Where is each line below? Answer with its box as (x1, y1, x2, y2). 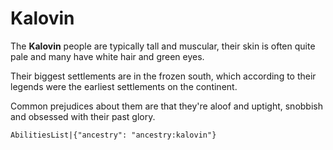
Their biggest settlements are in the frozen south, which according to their (10, 70, 317, 82)
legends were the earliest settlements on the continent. (10, 80, 238, 92)
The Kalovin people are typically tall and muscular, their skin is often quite (10, 40, 316, 52)
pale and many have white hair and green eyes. (10, 50, 205, 62)
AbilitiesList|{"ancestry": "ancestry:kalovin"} (10, 130, 217, 140)
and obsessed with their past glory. (10, 110, 156, 122)
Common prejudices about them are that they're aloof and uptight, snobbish (10, 100, 323, 112)
